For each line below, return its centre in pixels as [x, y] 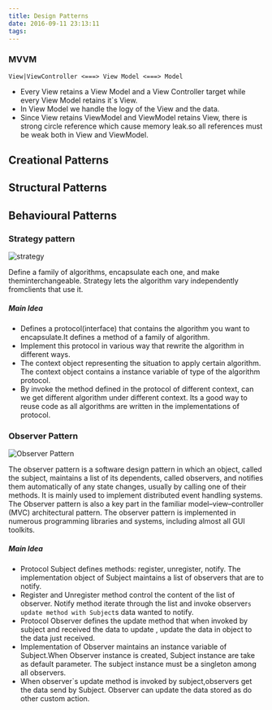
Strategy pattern [42, 238]
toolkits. [22, 530]
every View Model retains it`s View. [79, 100]
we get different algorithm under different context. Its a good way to [134, 398]
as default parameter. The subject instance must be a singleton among [138, 664]
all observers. [43, 673]
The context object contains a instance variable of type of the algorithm [140, 372]
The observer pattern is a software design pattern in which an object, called [135, 469]
